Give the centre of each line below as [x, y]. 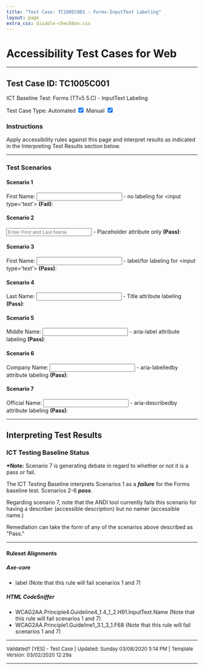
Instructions [25, 127]
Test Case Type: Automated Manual [56, 111]
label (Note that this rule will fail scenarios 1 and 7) [78, 583]
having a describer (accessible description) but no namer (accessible [93, 509]
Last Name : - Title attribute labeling [94, 296]
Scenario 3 [20, 247]
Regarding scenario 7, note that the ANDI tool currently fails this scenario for [101, 502]
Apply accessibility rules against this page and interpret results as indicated [101, 140]
